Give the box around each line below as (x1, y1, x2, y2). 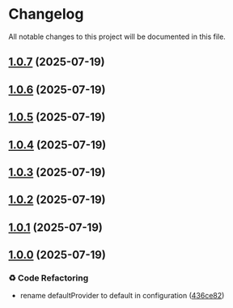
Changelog (8, 5, 84, 24)
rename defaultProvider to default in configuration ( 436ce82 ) (19, 291, 225, 301)
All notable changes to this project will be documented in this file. (8, 32, 227, 41)
